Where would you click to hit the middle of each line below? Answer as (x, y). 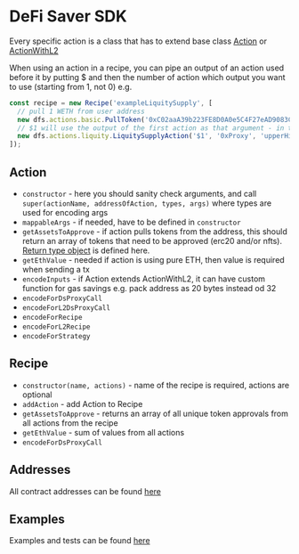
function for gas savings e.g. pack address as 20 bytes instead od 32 (149, 288)
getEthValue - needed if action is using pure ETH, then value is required (153, 260)
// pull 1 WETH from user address (81, 111)
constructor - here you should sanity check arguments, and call (139, 194)
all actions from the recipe (70, 423)
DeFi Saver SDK (68, 16)
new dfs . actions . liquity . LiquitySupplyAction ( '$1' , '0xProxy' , (137, 136)
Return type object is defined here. (86, 250)
